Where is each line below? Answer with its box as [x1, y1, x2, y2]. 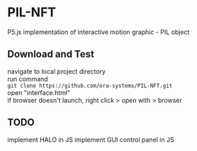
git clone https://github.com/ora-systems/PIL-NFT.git [7, 82, 173, 89]
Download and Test [7, 48, 94, 60]
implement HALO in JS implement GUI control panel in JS [7, 135, 175, 144]
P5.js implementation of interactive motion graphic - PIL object [7, 28, 190, 36]
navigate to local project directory [7, 67, 106, 75]
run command [7, 74, 48, 83]
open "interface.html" [7, 88, 71, 96]
